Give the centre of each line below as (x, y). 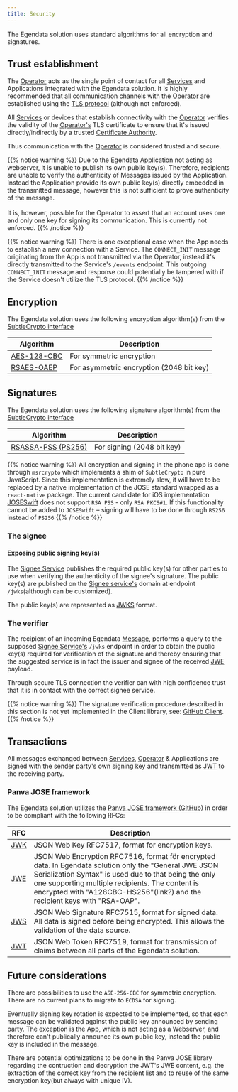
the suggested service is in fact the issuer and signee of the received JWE (116, 661)
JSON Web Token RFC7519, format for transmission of (125, 941)
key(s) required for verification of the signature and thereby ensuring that (114, 654)
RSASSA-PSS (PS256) (49, 447)
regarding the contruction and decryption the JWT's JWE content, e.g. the (116, 1066)
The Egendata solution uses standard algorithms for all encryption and (110, 34)
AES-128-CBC (37, 356)
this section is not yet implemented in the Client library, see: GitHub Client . (116, 712)
